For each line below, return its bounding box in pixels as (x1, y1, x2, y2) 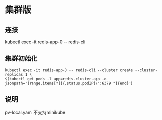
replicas (5, 72, 23, 77)
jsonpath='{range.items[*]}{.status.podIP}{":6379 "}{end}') (5, 81, 133, 86)
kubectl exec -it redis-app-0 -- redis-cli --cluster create (5, 67, 133, 73)
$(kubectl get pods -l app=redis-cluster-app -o (5, 76, 107, 81)
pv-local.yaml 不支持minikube (5, 109, 65, 115)
